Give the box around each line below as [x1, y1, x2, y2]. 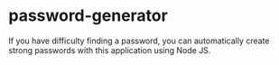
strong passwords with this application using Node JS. [8, 44, 211, 55]
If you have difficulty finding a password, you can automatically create [8, 35, 270, 46]
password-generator [8, 5, 168, 26]
